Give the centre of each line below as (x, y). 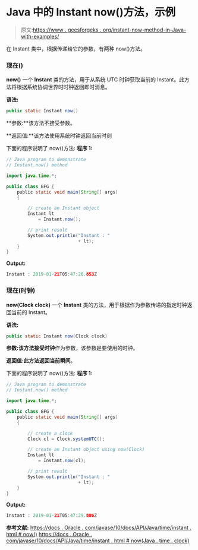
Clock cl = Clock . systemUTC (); (66, 439)
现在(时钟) (21, 290)
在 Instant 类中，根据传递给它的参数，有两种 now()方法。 (76, 49)
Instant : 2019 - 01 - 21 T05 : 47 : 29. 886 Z (51, 516)
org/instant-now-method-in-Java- (144, 30)
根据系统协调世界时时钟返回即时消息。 (63, 87)
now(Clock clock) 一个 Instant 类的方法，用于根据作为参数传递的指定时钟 (97, 305)
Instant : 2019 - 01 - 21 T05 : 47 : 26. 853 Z (51, 274)
